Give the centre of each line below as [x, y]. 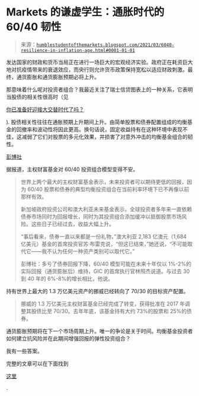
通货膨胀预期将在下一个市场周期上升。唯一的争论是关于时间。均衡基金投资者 [99, 331]
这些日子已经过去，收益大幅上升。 [73, 224]
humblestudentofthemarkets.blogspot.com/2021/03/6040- [105, 45]
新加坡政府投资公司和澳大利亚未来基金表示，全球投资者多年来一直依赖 [106, 209]
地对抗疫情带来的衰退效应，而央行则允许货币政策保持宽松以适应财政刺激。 [97, 69]
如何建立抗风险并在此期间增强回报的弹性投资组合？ [68, 338]
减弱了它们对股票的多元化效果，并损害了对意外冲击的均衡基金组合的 [105, 137]
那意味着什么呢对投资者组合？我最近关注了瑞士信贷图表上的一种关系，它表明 [99, 89]
